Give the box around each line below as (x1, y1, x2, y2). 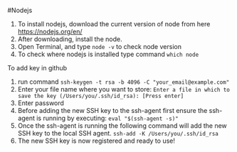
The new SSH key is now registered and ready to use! (17, 136, 176, 145)
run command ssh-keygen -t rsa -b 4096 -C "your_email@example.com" (17, 77, 230, 86)
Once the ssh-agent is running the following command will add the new (17, 121, 228, 130)
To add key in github (7, 64, 68, 72)
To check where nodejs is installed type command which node (17, 50, 199, 58)
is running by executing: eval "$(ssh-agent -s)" (36, 114, 179, 122)
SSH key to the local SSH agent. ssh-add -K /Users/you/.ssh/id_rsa (17, 129, 218, 137)
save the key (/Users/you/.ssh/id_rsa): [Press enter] (17, 92, 184, 99)
